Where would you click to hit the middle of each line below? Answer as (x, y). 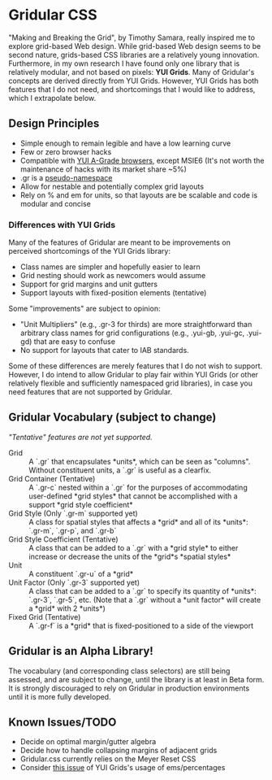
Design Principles (54, 124)
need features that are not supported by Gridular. (91, 392)
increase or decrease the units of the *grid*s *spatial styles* (130, 556)
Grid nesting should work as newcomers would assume (113, 276)
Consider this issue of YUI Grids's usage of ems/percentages (123, 768)
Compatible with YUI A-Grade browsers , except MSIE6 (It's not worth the (142, 160)
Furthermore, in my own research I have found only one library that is (124, 63)
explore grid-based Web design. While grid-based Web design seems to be (135, 46)
